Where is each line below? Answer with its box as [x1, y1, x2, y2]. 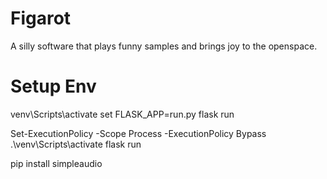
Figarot [10, 7, 72, 30]
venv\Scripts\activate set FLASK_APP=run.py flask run [10, 108, 235, 120]
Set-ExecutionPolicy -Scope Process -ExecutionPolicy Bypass [10, 127, 267, 139]
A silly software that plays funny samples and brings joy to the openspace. [10, 40, 318, 52]
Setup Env [10, 75, 97, 98]
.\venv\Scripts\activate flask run [10, 138, 142, 150]
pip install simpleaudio [10, 157, 103, 169]
